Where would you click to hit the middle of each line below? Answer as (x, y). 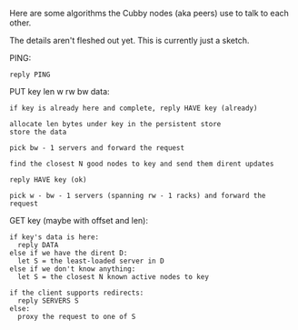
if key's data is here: (55, 237)
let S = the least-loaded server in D (91, 261)
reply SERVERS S (48, 301)
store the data (38, 132)
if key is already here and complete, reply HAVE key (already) (134, 108)
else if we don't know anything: (73, 269)
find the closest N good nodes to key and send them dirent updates (142, 164)
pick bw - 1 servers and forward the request (97, 148)
